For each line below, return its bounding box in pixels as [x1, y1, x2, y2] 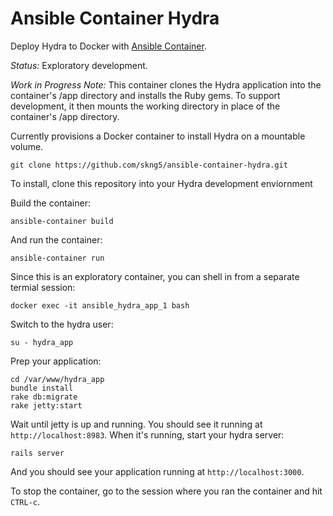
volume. [10, 140, 44, 152]
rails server [10, 448, 65, 458]
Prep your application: [10, 355, 102, 367]
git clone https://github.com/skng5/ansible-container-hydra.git [10, 160, 288, 170]
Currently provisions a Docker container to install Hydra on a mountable [10, 130, 306, 142]
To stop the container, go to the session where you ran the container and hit [10, 485, 323, 497]
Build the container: [10, 197, 91, 209]
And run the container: [10, 233, 103, 246]
